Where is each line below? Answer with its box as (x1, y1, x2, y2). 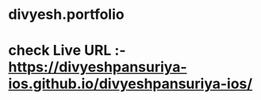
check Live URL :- (8, 42, 126, 60)
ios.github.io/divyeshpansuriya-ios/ (8, 75, 253, 93)
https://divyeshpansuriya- (8, 58, 188, 76)
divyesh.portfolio (8, 6, 125, 24)
